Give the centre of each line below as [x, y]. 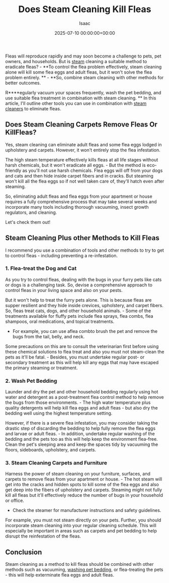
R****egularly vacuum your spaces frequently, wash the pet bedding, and [83, 92]
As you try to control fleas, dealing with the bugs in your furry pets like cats [83, 279]
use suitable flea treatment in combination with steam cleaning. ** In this [81, 98]
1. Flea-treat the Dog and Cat [41, 268]
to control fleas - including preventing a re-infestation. [62, 255]
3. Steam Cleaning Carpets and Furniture [56, 463]
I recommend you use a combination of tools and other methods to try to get [84, 250]
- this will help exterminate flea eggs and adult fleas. [60, 575]
